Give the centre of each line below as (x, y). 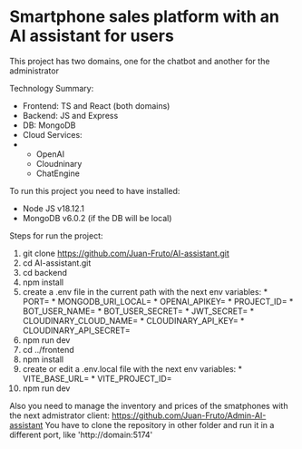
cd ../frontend (48, 349)
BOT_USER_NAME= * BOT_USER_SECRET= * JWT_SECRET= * (138, 311)
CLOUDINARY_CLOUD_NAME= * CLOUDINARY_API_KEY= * (133, 320)
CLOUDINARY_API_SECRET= (76, 330)
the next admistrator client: (60, 415)
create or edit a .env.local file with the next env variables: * (132, 368)
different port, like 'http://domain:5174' (81, 434)
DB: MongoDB (49, 125)
